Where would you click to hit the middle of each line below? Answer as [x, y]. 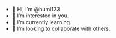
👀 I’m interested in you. [40, 16]
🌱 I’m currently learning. [41, 22]
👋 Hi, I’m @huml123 [36, 9]
